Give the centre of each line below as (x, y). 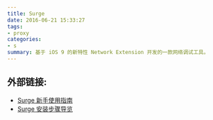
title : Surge (26, 14)
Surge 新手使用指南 (45, 100)
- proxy (18, 33)
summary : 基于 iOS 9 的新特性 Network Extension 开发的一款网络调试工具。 (108, 53)
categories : (24, 40)
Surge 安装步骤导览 (45, 109)
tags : (15, 26)
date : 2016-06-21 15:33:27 (46, 20)
